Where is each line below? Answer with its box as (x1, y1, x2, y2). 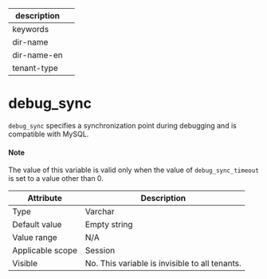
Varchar (84, 206, 115, 218)
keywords (12, 24, 49, 34)
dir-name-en (12, 49, 64, 61)
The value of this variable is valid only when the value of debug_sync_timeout (8, 165, 259, 175)
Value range (12, 232, 57, 243)
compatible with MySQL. (8, 129, 89, 139)
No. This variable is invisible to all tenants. (84, 258, 241, 269)
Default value (12, 219, 62, 230)
